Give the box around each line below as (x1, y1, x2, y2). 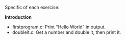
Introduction (5, 14, 32, 20)
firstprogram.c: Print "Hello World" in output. (12, 24, 106, 30)
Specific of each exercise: (5, 5, 60, 10)
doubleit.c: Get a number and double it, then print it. (12, 29, 121, 35)
